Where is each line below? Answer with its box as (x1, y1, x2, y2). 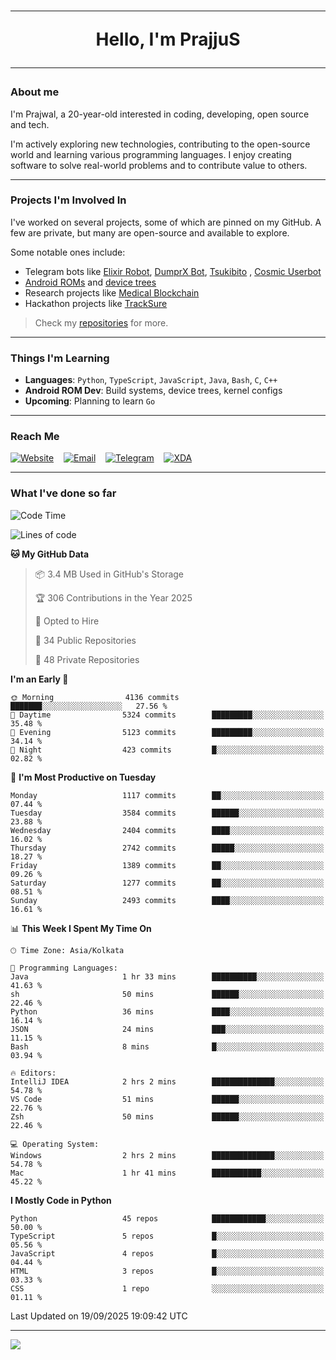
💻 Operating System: (10, 1139, 100, 1149)
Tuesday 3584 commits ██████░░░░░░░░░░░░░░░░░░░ (10, 808, 325, 818)
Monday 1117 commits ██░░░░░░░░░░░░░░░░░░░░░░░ (10, 790, 325, 800)
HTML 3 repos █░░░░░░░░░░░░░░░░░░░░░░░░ (10, 1266, 325, 1276)
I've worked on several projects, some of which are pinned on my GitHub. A (10, 216, 322, 228)
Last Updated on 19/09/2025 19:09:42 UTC (10, 1310, 188, 1322)
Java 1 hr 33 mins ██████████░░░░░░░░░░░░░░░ (10, 971, 325, 982)
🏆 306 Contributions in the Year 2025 (34, 591, 193, 604)
